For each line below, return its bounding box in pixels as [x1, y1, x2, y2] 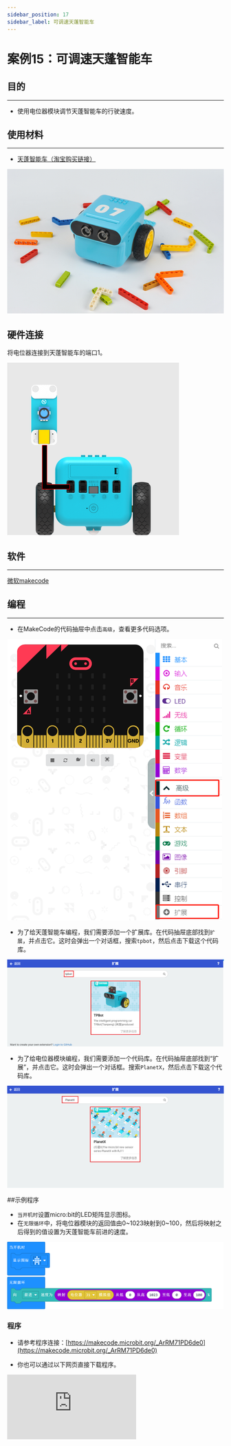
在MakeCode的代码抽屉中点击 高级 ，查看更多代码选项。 [16, 624, 173, 633]
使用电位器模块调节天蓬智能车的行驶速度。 [16, 107, 138, 115]
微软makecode [7, 577, 49, 585]
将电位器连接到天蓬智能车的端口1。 [7, 348, 107, 357]
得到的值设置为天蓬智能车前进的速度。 [23, 1228, 132, 1236]
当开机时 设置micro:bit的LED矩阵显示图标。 [16, 1211, 135, 1219]
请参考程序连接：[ [16, 1338, 68, 1347]
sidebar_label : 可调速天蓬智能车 [7, 18, 95, 26]
